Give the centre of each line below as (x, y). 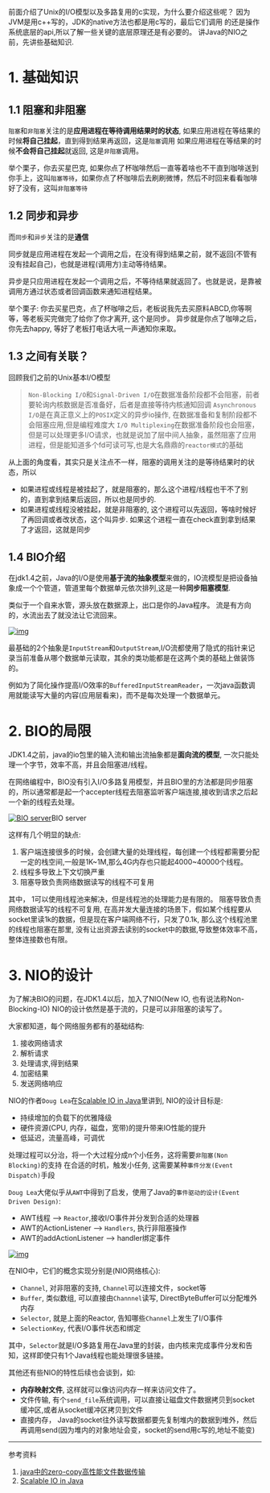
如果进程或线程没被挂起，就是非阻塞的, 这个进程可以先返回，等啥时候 (135, 509)
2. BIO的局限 (50, 731)
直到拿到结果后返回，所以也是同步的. (95, 499)
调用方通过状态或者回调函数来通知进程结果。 (82, 291)
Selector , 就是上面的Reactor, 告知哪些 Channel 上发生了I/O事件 (121, 1318)
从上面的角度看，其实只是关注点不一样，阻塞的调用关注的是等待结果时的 (128, 462)
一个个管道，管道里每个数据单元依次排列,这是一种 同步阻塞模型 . (127, 588)
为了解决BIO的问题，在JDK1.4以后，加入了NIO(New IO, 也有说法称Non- (127, 999)
